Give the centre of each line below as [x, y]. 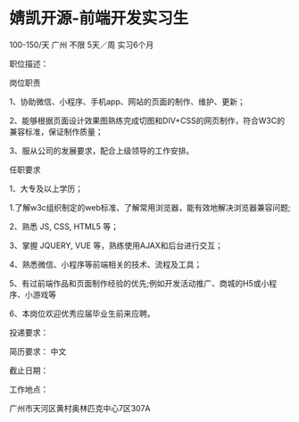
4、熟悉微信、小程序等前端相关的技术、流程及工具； [106, 264]
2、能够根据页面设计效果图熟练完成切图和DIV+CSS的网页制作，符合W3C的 [147, 120]
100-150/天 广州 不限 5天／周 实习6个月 [82, 45]
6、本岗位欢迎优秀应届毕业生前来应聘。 [82, 313]
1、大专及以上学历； [46, 188]
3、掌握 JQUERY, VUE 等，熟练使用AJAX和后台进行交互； [116, 245]
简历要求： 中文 [38, 351]
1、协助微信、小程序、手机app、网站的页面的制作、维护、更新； [127, 101]
